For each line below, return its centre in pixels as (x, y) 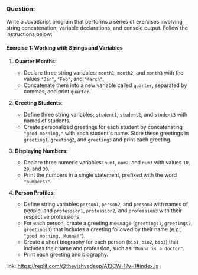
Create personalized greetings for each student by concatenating (103, 127)
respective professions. (52, 216)
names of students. (47, 121)
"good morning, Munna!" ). (54, 235)
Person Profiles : (35, 192)
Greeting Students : (38, 103)
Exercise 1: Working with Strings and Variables (64, 48)
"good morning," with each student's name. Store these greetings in (106, 133)
